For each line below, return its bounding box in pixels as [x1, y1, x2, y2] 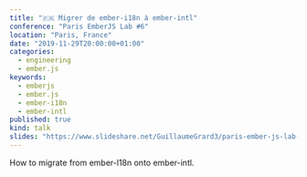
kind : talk [9, 124, 51, 133]
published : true [9, 115, 71, 124]
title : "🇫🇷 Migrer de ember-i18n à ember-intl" [9, 13, 198, 23]
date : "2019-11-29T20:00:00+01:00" [9, 38, 145, 48]
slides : [9, 132, 39, 141]
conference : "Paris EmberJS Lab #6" [9, 22, 149, 31]
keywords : [9, 73, 48, 82]
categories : [9, 47, 55, 57]
